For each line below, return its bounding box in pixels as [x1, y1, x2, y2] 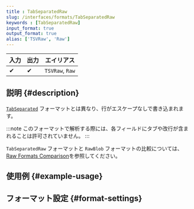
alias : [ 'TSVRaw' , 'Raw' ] [6, 36, 70, 42]
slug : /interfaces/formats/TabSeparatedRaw [6, 14, 115, 20]
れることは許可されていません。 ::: [6, 132, 90, 139]
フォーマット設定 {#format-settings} [6, 193, 143, 203]
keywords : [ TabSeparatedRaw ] [6, 20, 81, 25]
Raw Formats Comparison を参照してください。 [6, 152, 121, 159]
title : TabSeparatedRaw [6, 8, 67, 15]
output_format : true [6, 31, 57, 37]
